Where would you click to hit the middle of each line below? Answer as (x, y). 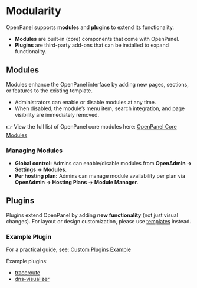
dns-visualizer (32, 279)
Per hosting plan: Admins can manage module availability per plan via (100, 176)
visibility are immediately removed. (57, 114)
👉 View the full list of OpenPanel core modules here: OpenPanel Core (91, 126)
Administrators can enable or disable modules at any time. (85, 102)
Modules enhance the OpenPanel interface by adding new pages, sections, (97, 84)
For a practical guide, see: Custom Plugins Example (69, 249)
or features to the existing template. (50, 91)
